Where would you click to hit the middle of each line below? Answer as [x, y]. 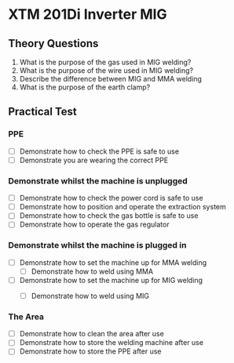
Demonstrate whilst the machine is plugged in [97, 245]
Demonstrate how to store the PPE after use [90, 351]
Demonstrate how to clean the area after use [92, 334]
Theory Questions [53, 44]
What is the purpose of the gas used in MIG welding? [105, 62]
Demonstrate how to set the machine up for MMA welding [113, 262]
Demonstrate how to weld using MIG [90, 296]
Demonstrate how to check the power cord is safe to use [111, 198]
